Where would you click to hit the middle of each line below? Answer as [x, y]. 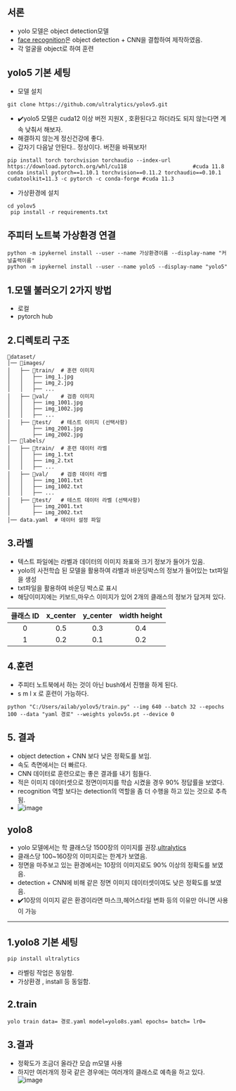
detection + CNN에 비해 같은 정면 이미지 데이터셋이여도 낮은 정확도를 [113, 883]
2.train [22, 1004]
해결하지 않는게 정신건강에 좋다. [60, 138]
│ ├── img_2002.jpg [45, 435]
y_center [98, 615]
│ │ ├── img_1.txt [40, 455]
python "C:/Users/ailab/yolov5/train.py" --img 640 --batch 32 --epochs [116, 707]
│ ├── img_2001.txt [45, 506]
